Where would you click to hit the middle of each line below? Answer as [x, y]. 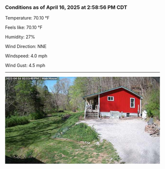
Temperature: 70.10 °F [27, 18]
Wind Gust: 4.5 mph [25, 66]
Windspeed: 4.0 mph [26, 56]
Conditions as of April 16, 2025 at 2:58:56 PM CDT [66, 7]
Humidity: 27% [20, 37]
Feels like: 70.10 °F [24, 27]
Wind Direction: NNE [26, 47]
